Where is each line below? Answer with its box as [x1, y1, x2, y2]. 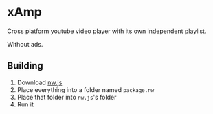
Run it [16, 100, 34, 109]
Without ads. [7, 40, 43, 48]
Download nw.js [16, 78, 63, 87]
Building [7, 60, 43, 72]
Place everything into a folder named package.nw [16, 85, 155, 93]
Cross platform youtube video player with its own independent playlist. [7, 27, 207, 35]
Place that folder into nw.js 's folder [16, 93, 117, 101]
